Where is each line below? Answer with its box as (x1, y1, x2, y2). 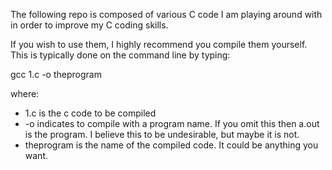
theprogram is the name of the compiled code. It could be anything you (24, 139, 319, 151)
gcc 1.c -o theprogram (10, 69, 102, 80)
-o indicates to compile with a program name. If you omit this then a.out (24, 118, 320, 129)
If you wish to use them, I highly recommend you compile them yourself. (10, 39, 308, 50)
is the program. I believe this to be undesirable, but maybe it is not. (24, 129, 300, 140)
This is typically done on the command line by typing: (10, 49, 231, 61)
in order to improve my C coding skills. (10, 19, 169, 31)
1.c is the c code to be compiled (24, 107, 157, 119)
